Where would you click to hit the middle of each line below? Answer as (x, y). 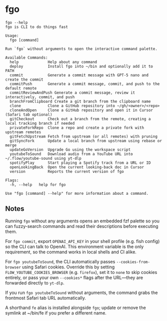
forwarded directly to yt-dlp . (35, 283)
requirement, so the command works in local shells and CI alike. (71, 252)
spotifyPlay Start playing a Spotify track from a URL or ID (80, 163)
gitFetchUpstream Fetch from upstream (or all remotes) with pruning (83, 136)
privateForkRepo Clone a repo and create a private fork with (77, 128)
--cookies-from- (133, 262)
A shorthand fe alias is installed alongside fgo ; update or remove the (75, 307)
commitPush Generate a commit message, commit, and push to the (85, 84)
